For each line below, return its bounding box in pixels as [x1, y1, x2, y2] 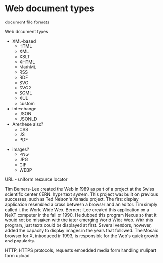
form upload [5, 252, 30, 258]
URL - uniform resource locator [5, 176, 68, 182]
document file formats [5, 19, 50, 25]
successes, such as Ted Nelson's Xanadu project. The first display [5, 196, 139, 202]
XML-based [12, 38, 36, 44]
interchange [12, 106, 37, 111]
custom [19, 100, 35, 106]
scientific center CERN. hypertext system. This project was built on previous [5, 191, 159, 197]
